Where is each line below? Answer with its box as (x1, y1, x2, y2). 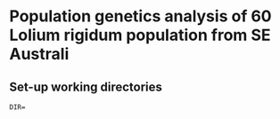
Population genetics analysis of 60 (9, 6, 272, 27)
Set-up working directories (9, 79, 163, 94)
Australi (9, 44, 70, 64)
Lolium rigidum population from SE (9, 25, 271, 45)
